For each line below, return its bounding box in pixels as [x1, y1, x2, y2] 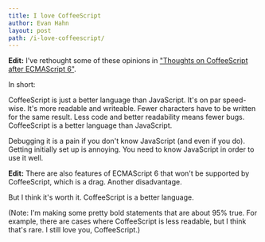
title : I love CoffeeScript [8, 11, 102, 20]
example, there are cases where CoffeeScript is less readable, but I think [8, 216, 247, 226]
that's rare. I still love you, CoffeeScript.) [8, 225, 141, 235]
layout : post [8, 26, 52, 34]
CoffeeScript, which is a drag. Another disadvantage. [8, 177, 183, 187]
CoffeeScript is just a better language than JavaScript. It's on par [8, 95, 221, 105]
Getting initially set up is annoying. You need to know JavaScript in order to [8, 145, 255, 154]
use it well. [8, 153, 44, 163]
